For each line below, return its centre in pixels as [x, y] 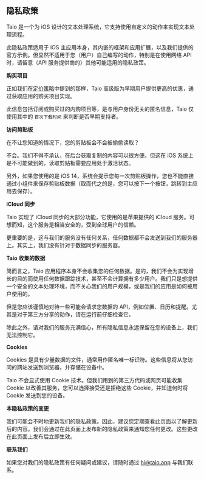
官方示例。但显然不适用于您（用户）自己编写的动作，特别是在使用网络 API [99, 55]
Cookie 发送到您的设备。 [37, 395]
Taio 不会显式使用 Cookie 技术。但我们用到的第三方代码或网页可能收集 [94, 380]
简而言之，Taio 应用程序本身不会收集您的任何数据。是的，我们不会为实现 [97, 271]
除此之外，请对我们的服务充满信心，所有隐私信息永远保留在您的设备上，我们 [102, 327]
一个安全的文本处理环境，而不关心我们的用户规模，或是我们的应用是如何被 [99, 286]
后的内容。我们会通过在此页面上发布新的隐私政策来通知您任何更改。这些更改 [102, 428]
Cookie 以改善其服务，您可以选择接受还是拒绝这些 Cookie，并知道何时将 [97, 388]
